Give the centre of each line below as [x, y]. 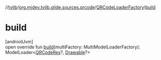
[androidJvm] [19, 41]
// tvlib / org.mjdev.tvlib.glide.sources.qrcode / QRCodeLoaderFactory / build [80, 7]
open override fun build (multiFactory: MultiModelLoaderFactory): [73, 47]
